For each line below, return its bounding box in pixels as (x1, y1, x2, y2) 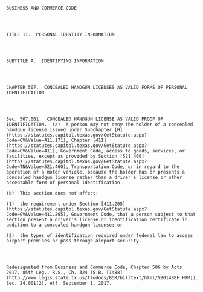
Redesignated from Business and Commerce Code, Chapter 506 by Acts (6, 264, 182, 270)
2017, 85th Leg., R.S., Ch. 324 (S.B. (6, 270, 104, 276)
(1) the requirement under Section (6, 201, 98, 207)
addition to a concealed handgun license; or (6, 222, 123, 228)
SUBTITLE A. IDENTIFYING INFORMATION (6, 58, 104, 64)
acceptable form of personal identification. (6, 180, 123, 186)
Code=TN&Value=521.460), (6, 164, 69, 170)
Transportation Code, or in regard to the (71, 164, 180, 170)
